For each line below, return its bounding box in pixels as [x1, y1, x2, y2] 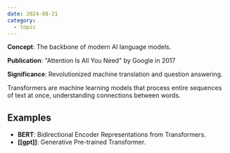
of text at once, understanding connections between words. [7, 91, 181, 99]
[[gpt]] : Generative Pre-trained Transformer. [17, 138, 146, 147]
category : [7, 17, 37, 24]
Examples [7, 111, 51, 123]
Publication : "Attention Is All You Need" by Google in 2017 [7, 56, 176, 65]
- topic [13, 23, 37, 30]
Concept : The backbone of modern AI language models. [7, 43, 172, 51]
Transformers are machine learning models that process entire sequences [7, 84, 222, 92]
